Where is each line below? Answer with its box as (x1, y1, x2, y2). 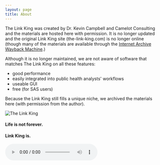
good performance (12, 70, 51, 76)
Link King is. (5, 133, 31, 138)
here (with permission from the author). (5, 101, 85, 107)
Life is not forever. (5, 121, 43, 128)
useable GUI (12, 81, 38, 86)
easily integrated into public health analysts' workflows (12, 76, 124, 82)
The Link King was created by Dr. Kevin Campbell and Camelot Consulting (5, 25, 155, 31)
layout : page (5, 7, 32, 12)
